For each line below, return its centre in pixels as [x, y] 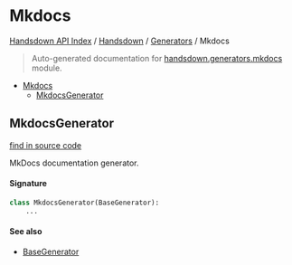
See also [26, 232]
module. [47, 68]
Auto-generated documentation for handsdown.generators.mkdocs [157, 58]
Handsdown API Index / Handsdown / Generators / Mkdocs [120, 41]
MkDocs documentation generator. [74, 163]
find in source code [46, 145]
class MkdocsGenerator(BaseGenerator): [85, 203]
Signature [28, 184]
